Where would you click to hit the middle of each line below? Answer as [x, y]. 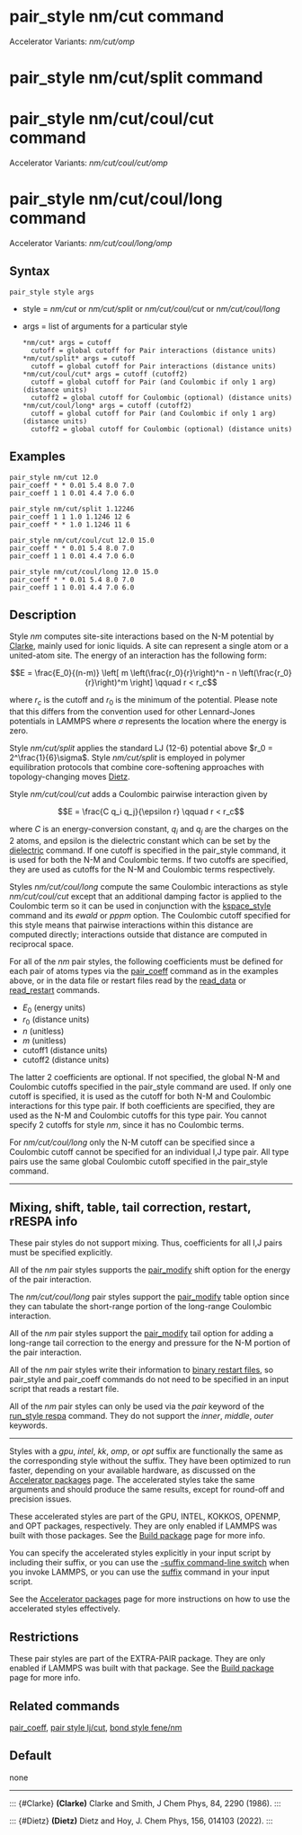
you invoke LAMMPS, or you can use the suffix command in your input [139, 1572]
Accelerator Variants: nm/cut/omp [72, 41]
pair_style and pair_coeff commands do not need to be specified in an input [149, 1379]
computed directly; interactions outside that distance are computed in [138, 935]
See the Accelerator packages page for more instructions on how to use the [150, 1599]
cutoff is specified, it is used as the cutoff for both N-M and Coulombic [140, 1096]
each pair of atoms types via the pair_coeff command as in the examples [144, 971]
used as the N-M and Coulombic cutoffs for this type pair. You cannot [138, 1115]
